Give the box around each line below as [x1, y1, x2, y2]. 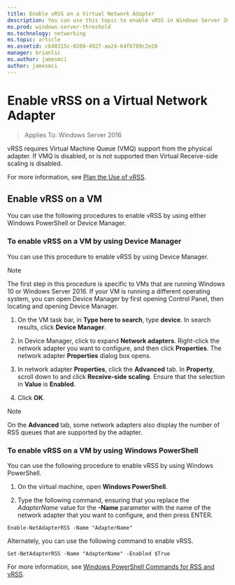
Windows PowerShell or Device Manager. [7, 219, 127, 228]
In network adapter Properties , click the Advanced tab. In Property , [17, 365, 215, 373]
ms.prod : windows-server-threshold [7, 23, 111, 30]
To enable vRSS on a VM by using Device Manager [7, 236, 182, 246]
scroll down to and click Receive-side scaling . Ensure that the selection [17, 372, 225, 380]
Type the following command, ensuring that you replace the [17, 495, 190, 504]
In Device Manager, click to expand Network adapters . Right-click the [17, 336, 220, 345]
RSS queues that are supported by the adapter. [7, 428, 143, 436]
